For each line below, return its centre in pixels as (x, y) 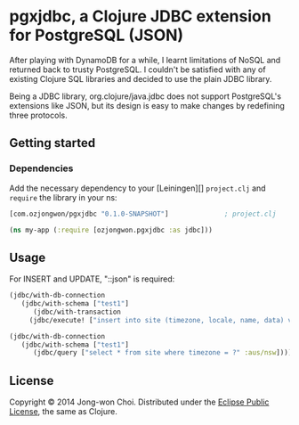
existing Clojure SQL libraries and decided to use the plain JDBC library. (141, 78)
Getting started (53, 143)
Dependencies (41, 168)
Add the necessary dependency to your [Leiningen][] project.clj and (137, 188)
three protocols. (39, 115)
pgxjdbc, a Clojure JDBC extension (140, 16)
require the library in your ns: (63, 197)
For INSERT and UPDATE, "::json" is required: (92, 279)
